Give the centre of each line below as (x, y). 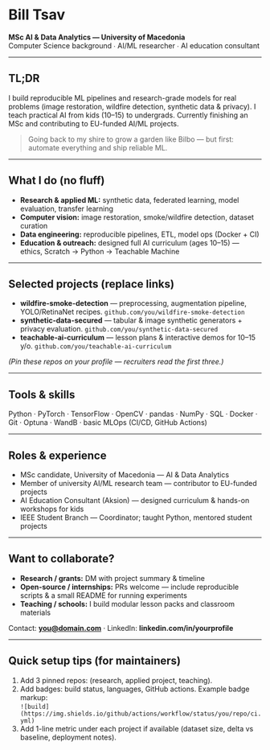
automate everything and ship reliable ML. (98, 147)
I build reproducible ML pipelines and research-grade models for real (123, 97)
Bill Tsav (37, 15)
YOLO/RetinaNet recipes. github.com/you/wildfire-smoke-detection (132, 312)
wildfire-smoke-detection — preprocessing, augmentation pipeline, (133, 303)
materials (35, 612)
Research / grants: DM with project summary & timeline (112, 578)
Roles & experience (57, 455)
